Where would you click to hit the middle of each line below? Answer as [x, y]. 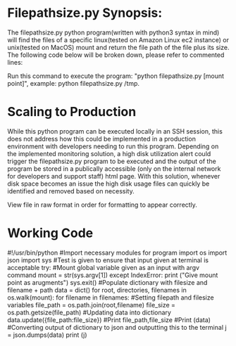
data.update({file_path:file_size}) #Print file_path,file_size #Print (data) [109, 320]
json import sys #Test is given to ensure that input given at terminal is [108, 260]
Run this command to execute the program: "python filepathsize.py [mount [116, 76]
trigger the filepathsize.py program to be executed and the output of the [112, 161]
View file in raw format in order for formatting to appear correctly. [102, 205]
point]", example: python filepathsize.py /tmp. [73, 83]
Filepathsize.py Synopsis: [85, 13]
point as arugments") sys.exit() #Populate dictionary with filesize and [107, 282]
